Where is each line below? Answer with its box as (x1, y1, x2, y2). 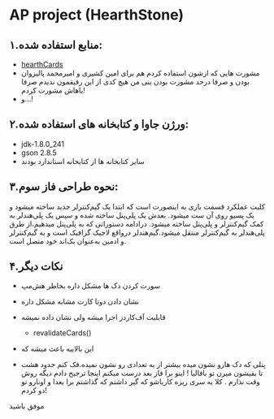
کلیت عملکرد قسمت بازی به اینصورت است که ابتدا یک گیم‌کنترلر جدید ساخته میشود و (9, 201, 266, 211)
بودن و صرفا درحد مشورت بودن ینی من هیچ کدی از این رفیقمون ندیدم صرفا (20, 77, 250, 86)
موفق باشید (9, 401, 45, 411)
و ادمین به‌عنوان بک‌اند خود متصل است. (9, 235, 127, 245)
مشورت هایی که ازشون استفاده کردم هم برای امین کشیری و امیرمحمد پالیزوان (20, 68, 260, 78)
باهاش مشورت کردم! (20, 85, 86, 95)
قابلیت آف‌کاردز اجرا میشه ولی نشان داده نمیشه (20, 313, 166, 322)
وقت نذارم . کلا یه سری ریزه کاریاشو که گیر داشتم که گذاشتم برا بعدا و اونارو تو (20, 377, 261, 387)
